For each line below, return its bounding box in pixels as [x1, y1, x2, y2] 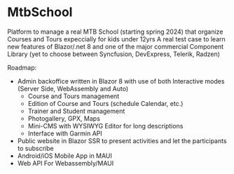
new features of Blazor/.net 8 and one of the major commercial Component [7, 42, 224, 51]
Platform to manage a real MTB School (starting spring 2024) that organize [7, 27, 223, 36]
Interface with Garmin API [27, 129, 103, 138]
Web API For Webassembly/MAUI [17, 159, 114, 167]
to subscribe [17, 144, 54, 152]
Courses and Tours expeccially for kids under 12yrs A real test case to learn [7, 34, 226, 43]
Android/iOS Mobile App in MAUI [17, 152, 112, 160]
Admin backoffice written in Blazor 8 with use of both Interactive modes [17, 76, 225, 85]
